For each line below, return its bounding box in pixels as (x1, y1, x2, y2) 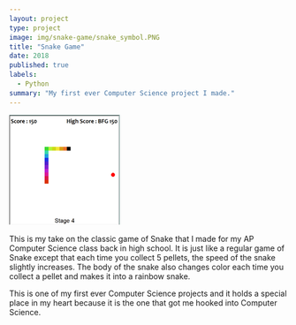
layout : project (9, 14, 69, 23)
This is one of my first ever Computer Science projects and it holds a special (9, 288, 287, 299)
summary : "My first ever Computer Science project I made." (9, 88, 236, 97)
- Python (17, 79, 49, 88)
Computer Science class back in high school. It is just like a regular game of (9, 243, 285, 253)
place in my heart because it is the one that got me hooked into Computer (9, 297, 277, 308)
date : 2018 (9, 51, 49, 61)
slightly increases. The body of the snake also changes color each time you (9, 261, 285, 272)
